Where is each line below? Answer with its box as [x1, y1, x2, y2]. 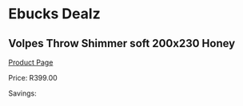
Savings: [8, 88, 38, 98]
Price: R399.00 [8, 73, 58, 82]
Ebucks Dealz [8, 5, 102, 23]
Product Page [8, 57, 54, 67]
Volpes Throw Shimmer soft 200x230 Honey [8, 37, 236, 50]
